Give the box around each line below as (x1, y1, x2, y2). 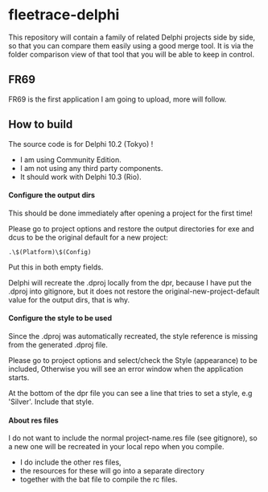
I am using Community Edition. (19, 155, 122, 165)
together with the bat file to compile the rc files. (19, 474, 178, 485)
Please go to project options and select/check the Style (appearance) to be (8, 355, 258, 365)
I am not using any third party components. (19, 163, 163, 173)
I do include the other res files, (19, 457, 122, 467)
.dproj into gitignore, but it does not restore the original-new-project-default (8, 286, 260, 296)
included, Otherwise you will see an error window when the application (8, 364, 244, 373)
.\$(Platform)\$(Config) (8, 248, 92, 256)
